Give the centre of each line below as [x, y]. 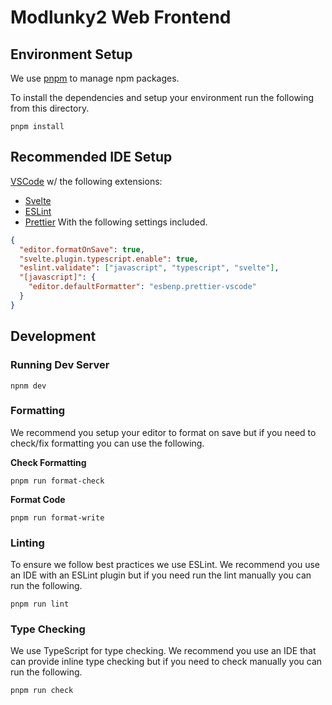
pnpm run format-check [57, 481]
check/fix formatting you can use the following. [107, 443]
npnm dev [28, 386]
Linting [27, 543]
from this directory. [50, 108]
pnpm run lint [40, 604]
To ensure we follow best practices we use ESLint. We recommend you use [165, 565]
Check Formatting [48, 462]
